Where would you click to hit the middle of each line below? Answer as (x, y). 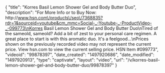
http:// (12, 18)
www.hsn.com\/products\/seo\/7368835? (60, 18)
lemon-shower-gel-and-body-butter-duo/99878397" (59, 65)
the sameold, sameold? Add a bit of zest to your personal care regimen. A (81, 34)
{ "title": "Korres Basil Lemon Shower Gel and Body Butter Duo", (71, 7)
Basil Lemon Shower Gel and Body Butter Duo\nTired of (101, 28)
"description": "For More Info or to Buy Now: (51, 12)
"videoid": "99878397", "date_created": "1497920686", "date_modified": (80, 55)
